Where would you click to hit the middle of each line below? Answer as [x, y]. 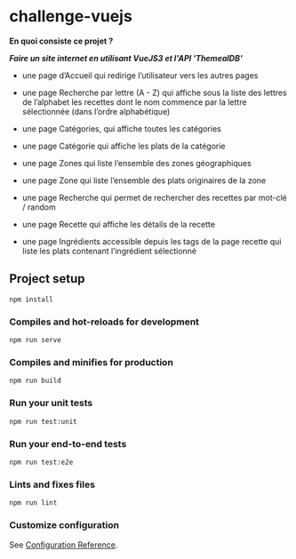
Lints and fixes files [52, 484]
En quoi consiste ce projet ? [61, 41]
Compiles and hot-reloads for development [104, 322]
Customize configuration [64, 525]
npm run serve [36, 340]
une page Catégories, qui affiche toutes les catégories [122, 128]
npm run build [36, 381]
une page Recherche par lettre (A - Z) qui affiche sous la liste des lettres [154, 92]
